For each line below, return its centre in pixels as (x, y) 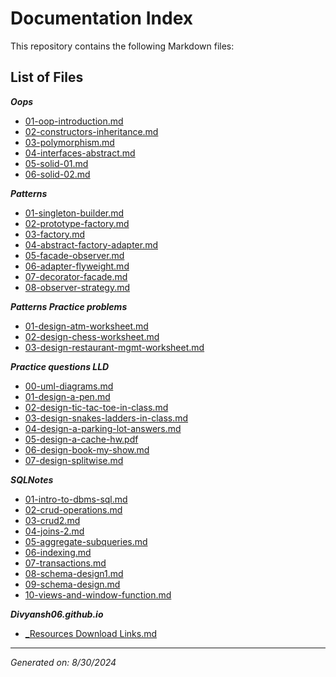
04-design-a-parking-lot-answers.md (103, 428)
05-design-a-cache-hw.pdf (81, 439)
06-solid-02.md (57, 174)
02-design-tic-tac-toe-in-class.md (96, 407)
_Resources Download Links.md (90, 633)
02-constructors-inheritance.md (91, 131)
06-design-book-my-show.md (87, 449)
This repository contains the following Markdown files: (122, 46)
